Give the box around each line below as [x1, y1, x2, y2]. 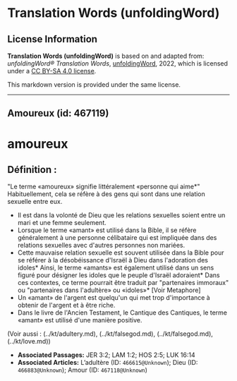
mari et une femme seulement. [17, 219, 107, 227]
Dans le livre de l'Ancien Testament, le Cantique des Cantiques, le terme [17, 308, 228, 317]
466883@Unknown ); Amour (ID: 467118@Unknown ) [17, 365, 148, 375]
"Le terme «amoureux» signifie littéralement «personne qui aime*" [7, 182, 200, 191]
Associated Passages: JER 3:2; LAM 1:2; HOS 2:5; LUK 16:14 [17, 351, 195, 359]
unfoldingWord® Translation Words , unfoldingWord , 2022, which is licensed [7, 59, 228, 68]
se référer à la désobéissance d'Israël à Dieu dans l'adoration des [17, 256, 208, 265]
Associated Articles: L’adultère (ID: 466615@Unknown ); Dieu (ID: [17, 358, 198, 367]
